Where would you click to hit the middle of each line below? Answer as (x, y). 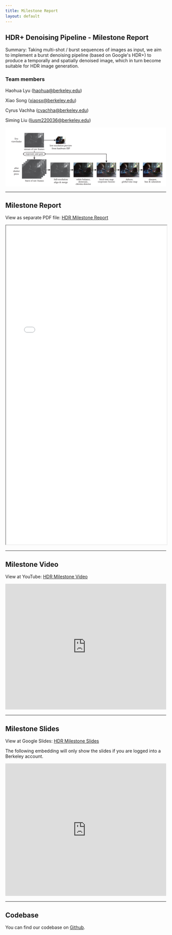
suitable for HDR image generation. (42, 66)
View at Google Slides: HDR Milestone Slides (52, 741)
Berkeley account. (24, 756)
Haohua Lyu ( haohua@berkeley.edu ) (44, 90)
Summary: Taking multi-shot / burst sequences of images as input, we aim (83, 50)
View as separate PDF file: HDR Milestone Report (57, 218)
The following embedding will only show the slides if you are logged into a (83, 751)
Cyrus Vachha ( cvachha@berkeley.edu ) (47, 110)
